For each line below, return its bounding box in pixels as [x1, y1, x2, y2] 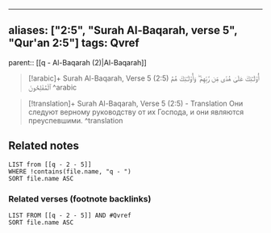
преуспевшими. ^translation [27, 115, 123, 125]
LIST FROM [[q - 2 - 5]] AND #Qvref [8, 211, 131, 219]
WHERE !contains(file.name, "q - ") [8, 167, 131, 176]
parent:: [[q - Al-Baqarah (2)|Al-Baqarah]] [8, 57, 147, 67]
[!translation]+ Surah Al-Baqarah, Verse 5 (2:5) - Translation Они [27, 98, 244, 108]
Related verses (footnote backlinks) [8, 193, 152, 204]
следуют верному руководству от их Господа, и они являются [27, 106, 244, 117]
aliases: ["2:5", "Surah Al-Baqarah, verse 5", [8, 23, 238, 37]
